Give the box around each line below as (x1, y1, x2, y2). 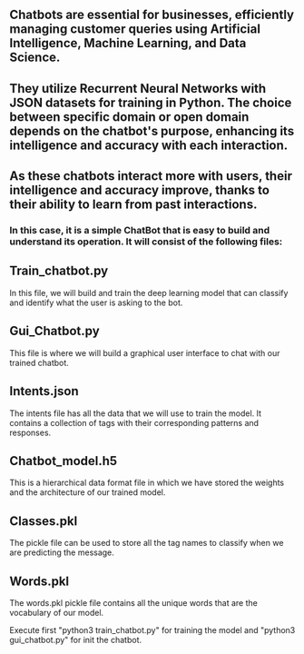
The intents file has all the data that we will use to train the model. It (9, 408, 261, 419)
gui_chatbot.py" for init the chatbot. (9, 634, 142, 645)
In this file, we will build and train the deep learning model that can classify (9, 287, 289, 298)
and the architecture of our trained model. (9, 487, 166, 498)
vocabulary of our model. (9, 607, 104, 618)
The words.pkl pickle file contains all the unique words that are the (9, 597, 259, 608)
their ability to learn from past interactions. (9, 197, 258, 213)
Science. (9, 50, 61, 65)
